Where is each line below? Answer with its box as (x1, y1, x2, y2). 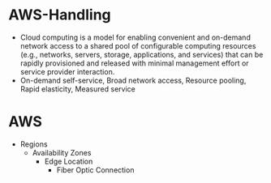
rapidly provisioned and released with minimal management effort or (19, 58, 249, 68)
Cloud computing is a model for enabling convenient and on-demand (19, 32, 252, 42)
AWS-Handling (8, 6, 111, 24)
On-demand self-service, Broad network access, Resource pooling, (19, 75, 247, 85)
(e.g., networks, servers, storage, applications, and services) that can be (19, 49, 264, 59)
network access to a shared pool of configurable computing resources (19, 40, 256, 50)
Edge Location (44, 156, 93, 166)
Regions (19, 139, 48, 149)
